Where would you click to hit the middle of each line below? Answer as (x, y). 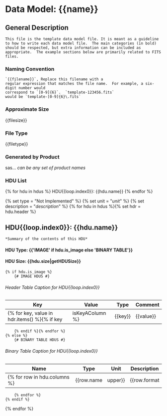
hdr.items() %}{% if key (35, 319)
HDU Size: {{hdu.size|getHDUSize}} (43, 261)
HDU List (16, 181)
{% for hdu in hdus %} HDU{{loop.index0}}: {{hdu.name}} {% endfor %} (79, 192)
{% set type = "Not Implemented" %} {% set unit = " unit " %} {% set (75, 201)
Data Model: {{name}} (52, 9)
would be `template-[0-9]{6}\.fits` (43, 97)
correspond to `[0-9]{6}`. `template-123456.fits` (60, 93)
